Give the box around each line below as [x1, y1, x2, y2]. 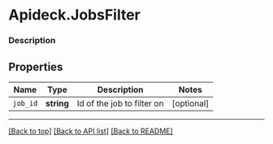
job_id [12, 98, 38, 107]
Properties [8, 59, 63, 74]
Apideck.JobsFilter [8, 6, 141, 24]
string [45, 98, 69, 109]
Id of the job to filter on [76, 98, 164, 109]
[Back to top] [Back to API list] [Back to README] [8, 126, 173, 136]
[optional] [171, 98, 210, 109]
